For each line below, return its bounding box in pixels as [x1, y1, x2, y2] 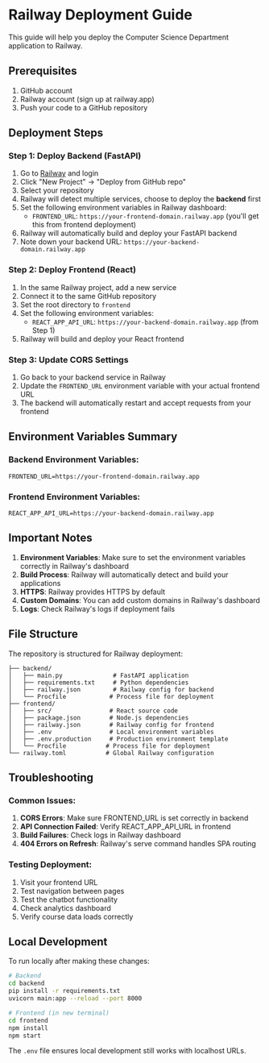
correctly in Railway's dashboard [19, 561, 130, 571]
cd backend [8, 979, 45, 988]
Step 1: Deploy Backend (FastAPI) [8, 151, 142, 162]
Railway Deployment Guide [8, 6, 193, 24]
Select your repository [19, 185, 94, 195]
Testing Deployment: [8, 859, 93, 870]
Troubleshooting [8, 771, 94, 785]
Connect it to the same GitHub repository [19, 291, 157, 301]
